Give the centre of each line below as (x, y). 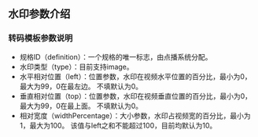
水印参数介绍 (39, 14)
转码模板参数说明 (41, 38)
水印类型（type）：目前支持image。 (76, 67)
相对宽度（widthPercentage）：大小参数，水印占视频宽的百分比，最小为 (135, 115)
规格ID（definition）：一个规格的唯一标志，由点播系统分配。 (116, 56)
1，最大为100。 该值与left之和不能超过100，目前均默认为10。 (118, 125)
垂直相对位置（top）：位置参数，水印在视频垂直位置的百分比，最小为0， (136, 96)
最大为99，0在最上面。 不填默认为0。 (81, 106)
